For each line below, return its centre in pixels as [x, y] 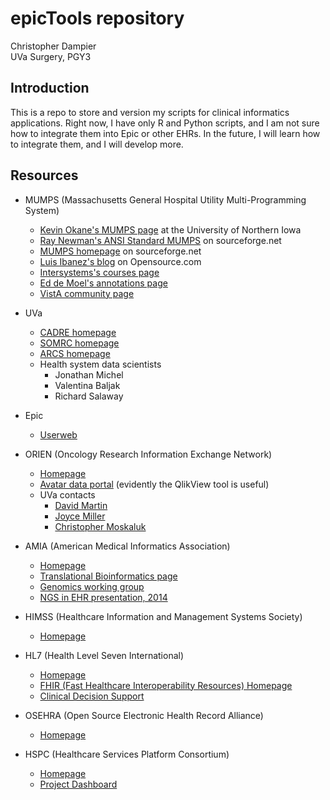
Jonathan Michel [89, 374]
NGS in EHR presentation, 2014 [103, 597]
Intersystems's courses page [99, 272]
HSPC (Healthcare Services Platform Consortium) [127, 754]
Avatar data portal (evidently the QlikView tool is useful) [154, 484]
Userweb [58, 434]
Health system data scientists [100, 364]
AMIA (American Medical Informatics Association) [127, 546]
